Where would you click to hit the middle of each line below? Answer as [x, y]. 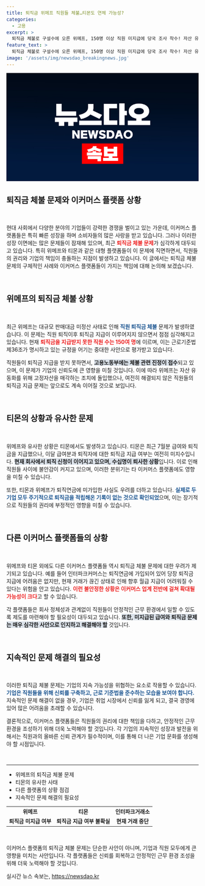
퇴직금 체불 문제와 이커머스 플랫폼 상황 [74, 200]
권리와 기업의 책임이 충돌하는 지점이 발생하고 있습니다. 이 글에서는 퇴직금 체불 [105, 258]
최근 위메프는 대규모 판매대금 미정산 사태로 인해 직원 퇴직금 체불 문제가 [90, 327]
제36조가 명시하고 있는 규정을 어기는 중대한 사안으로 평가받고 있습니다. [90, 349]
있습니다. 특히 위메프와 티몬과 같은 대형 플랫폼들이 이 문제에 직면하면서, [97, 251]
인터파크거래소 [132, 812]
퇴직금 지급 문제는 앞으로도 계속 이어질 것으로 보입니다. [71, 385]
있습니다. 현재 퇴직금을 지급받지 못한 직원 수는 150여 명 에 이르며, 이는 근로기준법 [101, 342]
